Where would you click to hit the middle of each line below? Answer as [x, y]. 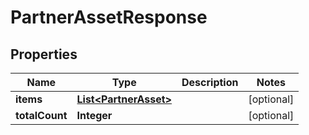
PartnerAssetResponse [109, 17]
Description [210, 82]
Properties [44, 54]
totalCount [41, 115]
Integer [94, 115]
